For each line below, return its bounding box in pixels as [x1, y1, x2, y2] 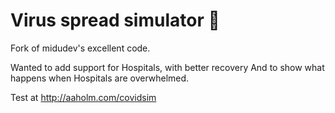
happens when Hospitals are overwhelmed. [10, 72, 190, 84]
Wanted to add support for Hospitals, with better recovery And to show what [10, 61, 325, 73]
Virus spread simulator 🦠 [10, 9, 220, 32]
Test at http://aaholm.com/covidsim [10, 91, 157, 103]
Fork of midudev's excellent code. [10, 42, 151, 54]
